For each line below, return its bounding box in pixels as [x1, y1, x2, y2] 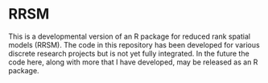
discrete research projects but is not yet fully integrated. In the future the [8, 48, 249, 58]
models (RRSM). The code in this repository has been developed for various [8, 39, 260, 49]
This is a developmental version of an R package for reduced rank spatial [8, 31, 251, 41]
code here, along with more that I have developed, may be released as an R [8, 57, 258, 67]
